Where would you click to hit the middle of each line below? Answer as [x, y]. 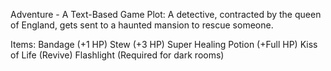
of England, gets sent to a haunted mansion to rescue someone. [142, 25]
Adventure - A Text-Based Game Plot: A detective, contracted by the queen [166, 14]
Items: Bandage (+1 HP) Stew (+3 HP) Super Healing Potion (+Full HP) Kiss [164, 44]
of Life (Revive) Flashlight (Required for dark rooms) [117, 55]
